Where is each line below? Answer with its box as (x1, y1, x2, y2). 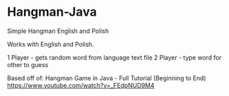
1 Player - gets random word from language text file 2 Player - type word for (7, 53, 222, 62)
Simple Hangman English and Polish (7, 27, 109, 35)
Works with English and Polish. (7, 40, 94, 48)
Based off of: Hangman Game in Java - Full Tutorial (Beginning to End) (7, 73, 206, 82)
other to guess (7, 60, 49, 69)
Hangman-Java (7, 4, 98, 20)
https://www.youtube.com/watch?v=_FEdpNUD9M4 (7, 81, 155, 89)
